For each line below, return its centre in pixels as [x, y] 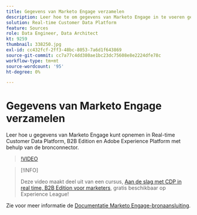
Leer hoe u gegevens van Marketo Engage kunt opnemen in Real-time [91, 135]
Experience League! [45, 194]
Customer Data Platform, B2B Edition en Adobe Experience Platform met [93, 141]
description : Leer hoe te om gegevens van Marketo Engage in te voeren [95, 17]
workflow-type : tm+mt [33, 61]
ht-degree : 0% [23, 72]
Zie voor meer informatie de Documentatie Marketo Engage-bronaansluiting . [98, 206]
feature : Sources [27, 28]
